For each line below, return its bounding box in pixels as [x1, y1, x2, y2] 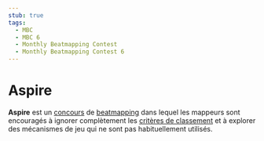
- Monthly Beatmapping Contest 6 [15, 48, 125, 56]
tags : [8, 19, 26, 27]
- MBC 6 [15, 33, 41, 42]
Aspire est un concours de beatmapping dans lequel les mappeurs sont [8, 107, 241, 117]
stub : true [8, 11, 44, 20]
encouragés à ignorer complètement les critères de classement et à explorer [8, 115, 256, 125]
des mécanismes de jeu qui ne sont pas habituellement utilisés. [8, 124, 214, 133]
